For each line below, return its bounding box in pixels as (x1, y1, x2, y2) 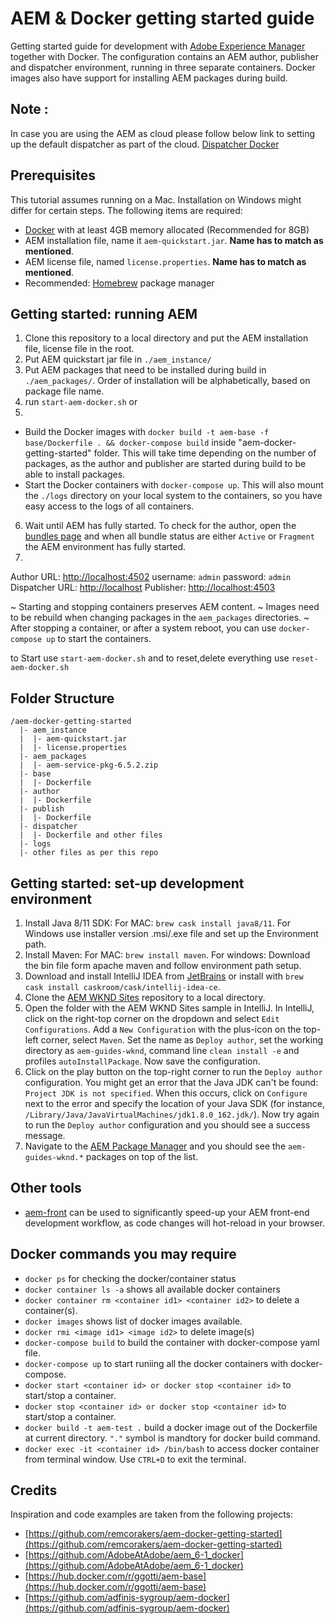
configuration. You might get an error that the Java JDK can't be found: (24, 1077, 319, 1088)
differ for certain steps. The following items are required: (10, 204, 243, 216)
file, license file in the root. (24, 343, 135, 355)
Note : (10, 101, 49, 118)
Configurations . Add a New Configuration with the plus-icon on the (24, 1023, 302, 1035)
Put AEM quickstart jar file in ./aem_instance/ (24, 353, 212, 366)
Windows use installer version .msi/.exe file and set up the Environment (24, 928, 319, 939)
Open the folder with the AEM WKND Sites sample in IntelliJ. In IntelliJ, (24, 1002, 315, 1014)
